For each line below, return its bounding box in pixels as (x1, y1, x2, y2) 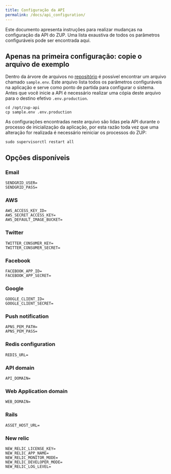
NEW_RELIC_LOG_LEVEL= (5, 464, 52, 469)
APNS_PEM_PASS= (5, 329, 38, 334)
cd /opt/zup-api (5, 105, 40, 111)
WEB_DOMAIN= (5, 399, 31, 404)
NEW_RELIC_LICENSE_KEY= (5, 446, 56, 451)
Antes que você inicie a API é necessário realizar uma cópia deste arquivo (5, 90, 161, 96)
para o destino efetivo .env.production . (5, 95, 88, 101)
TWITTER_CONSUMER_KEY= (5, 241, 54, 246)
